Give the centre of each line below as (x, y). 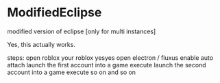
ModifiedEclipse (54, 13)
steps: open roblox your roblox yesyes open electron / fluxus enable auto (110, 57)
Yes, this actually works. (41, 44)
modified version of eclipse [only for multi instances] (82, 31)
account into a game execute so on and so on (71, 72)
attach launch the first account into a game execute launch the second (107, 65)
